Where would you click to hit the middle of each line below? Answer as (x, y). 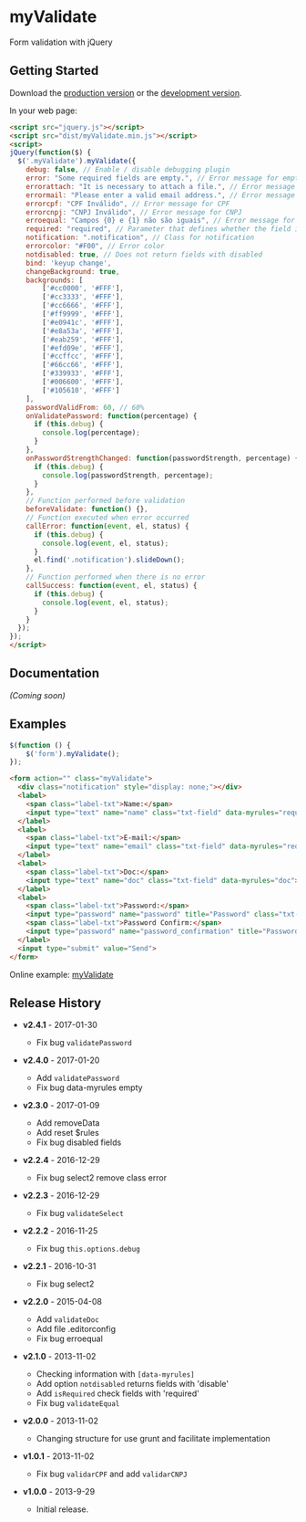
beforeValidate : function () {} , (87, 509)
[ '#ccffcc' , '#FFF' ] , (83, 357)
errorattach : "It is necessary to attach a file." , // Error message (161, 186)
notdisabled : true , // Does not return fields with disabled (144, 254)
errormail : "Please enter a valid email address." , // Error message (161, 195)
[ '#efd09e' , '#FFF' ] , (83, 348)
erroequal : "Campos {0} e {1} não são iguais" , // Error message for (161, 221)
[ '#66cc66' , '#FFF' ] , (83, 365)
